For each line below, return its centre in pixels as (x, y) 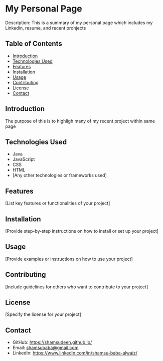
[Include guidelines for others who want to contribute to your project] (77, 287)
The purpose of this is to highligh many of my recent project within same (80, 121)
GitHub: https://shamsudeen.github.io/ (52, 342)
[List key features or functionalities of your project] (58, 203)
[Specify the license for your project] (43, 314)
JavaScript (24, 159)
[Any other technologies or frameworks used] (59, 175)
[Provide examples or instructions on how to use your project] (69, 259)
